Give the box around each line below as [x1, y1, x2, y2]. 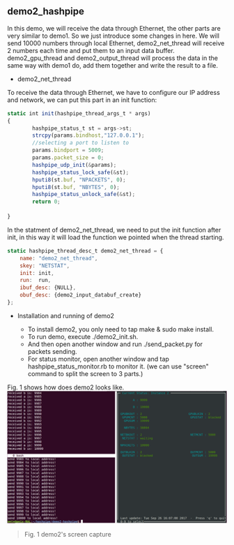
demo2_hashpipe [7, 6, 85, 17]
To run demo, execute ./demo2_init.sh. [27, 332, 139, 341]
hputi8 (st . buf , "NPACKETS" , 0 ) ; [32, 176, 127, 184]
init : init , [19, 269, 54, 276]
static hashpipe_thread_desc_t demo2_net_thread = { [7, 247, 164, 254]
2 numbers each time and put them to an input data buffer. [7, 46, 175, 54]
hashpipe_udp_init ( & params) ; [32, 161, 117, 168]
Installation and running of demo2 [17, 311, 115, 320]
